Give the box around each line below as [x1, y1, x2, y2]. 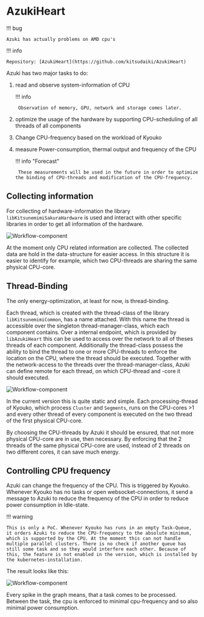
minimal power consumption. [6, 604, 79, 612]
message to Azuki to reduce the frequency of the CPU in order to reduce [6, 495, 189, 502]
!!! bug [6, 24, 23, 32]
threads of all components [15, 122, 82, 129]
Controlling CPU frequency [6, 465, 111, 476]
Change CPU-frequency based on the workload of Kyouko [15, 134, 162, 141]
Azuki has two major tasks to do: [6, 69, 88, 77]
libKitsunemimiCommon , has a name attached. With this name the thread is [6, 315, 190, 323]
